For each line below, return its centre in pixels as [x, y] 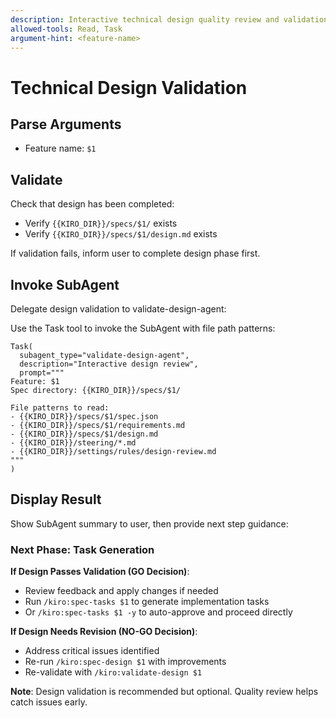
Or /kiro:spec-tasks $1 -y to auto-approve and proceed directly [158, 612]
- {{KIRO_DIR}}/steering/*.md [73, 443]
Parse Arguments [66, 124]
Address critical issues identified [92, 651]
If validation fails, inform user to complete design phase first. [135, 253]
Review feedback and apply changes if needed [121, 591]
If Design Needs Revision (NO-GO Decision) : [104, 632]
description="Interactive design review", [109, 364]
